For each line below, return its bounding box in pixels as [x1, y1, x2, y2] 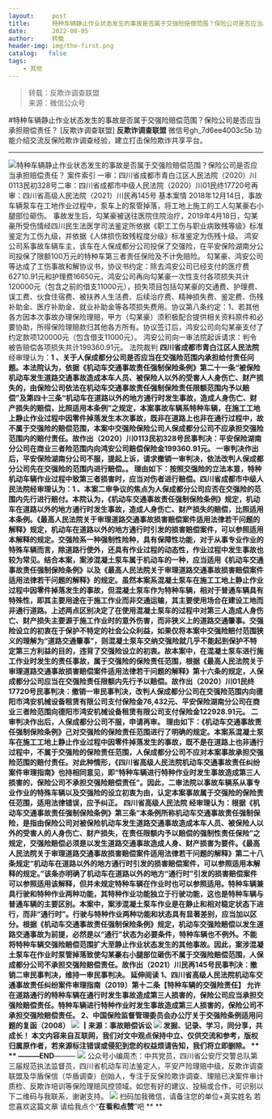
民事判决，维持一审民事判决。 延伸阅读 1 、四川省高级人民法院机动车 [29, 969, 257, 980]
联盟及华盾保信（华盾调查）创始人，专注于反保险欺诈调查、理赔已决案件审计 [8, 1070, 264, 1081]
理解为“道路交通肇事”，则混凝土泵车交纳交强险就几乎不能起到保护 [22, 636, 244, 645]
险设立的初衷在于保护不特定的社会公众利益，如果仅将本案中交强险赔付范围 [8, 625, 257, 636]
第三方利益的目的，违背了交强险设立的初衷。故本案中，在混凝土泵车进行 [15, 645, 257, 656]
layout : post [8, 11, 67, 20]
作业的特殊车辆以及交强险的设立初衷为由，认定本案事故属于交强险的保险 [15, 787, 257, 798]
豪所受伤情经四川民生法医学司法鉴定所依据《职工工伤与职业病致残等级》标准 [8, 220, 264, 231]
